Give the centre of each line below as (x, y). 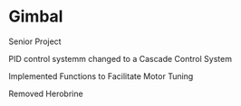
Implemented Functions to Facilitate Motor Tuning (101, 76)
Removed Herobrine (46, 93)
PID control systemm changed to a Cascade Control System (120, 58)
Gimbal (36, 17)
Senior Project (35, 41)
